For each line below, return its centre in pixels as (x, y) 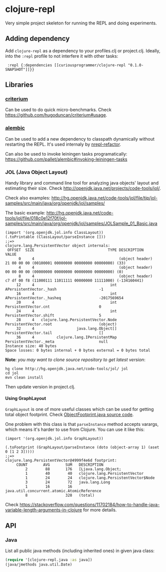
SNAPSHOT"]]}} (20, 69)
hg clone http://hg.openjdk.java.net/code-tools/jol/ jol (67, 369)
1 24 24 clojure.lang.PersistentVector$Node (90, 478)
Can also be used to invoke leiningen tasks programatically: (66, 154)
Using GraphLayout (26, 398)
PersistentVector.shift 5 (53, 316)
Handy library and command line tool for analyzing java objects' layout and (82, 183)
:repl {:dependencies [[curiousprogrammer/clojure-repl (67, 65)
